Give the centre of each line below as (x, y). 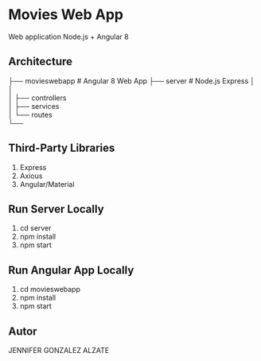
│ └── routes (31, 115)
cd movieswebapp (50, 289)
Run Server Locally (56, 209)
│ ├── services (34, 106)
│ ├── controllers (37, 98)
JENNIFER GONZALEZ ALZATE (59, 350)
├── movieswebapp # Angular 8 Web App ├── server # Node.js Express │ (132, 80)
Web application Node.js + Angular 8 (68, 37)
